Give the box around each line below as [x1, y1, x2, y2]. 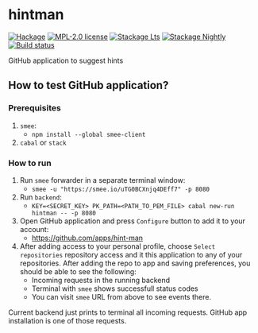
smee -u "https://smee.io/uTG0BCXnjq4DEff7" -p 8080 [31, 185, 210, 193]
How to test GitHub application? [8, 79, 169, 92]
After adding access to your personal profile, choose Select [19, 241, 216, 251]
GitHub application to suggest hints [8, 56, 124, 65]
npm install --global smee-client [31, 130, 146, 138]
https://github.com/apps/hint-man [31, 233, 144, 242]
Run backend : [19, 192, 62, 202]
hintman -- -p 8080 [31, 209, 97, 217]
